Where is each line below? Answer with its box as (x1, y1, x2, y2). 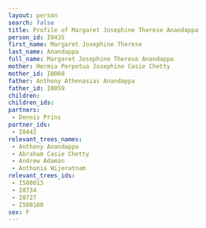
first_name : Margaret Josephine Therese (8, 41, 143, 49)
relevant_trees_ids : (8, 172, 76, 180)
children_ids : (8, 99, 55, 107)
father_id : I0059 (8, 84, 65, 92)
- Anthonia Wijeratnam (11, 165, 86, 172)
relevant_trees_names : (8, 135, 83, 143)
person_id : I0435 (8, 33, 65, 42)
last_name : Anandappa (8, 48, 79, 56)
